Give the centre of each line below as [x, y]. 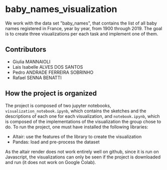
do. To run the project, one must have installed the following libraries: [77, 127]
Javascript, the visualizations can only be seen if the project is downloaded [83, 157]
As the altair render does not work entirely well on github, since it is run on [82, 151]
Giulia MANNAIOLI [31, 62]
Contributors [26, 49]
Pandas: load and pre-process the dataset [56, 142]
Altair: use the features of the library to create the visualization [77, 136]
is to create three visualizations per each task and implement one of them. [82, 34]
